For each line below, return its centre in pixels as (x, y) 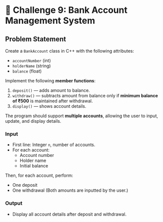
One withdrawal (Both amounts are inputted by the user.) (70, 190)
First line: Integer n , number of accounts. (54, 145)
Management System (50, 21)
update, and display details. (33, 121)
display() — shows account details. (49, 106)
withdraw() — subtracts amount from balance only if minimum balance (85, 96)
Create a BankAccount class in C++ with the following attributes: (70, 51)
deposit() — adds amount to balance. (51, 90)
